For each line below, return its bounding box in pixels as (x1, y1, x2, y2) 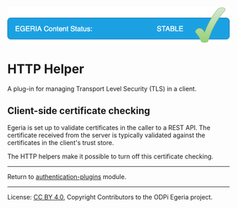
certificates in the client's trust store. (7, 139, 114, 147)
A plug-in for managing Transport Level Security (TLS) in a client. (7, 84, 197, 93)
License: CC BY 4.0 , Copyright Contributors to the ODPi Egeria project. (7, 193, 213, 202)
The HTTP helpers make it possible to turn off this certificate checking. (7, 152, 214, 161)
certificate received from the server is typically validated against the (7, 131, 206, 139)
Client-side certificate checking (7, 105, 150, 117)
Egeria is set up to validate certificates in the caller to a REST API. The (7, 124, 211, 132)
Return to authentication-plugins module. (7, 173, 127, 181)
